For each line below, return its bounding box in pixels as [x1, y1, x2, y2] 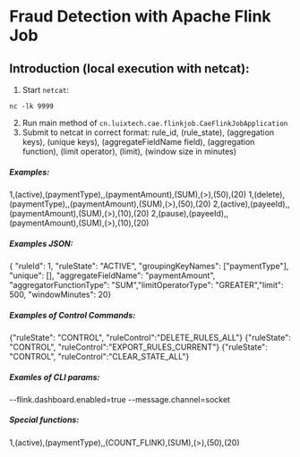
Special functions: [9, 414, 80, 426]
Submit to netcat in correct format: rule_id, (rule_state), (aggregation [21, 127, 275, 138]
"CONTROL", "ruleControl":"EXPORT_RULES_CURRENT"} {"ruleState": [9, 342, 269, 352]
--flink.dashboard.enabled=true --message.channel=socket [9, 394, 231, 404]
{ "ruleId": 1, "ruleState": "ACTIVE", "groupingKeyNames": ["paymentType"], [9, 260, 289, 271]
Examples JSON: [9, 238, 73, 249]
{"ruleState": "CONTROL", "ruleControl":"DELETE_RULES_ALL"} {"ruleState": [9, 332, 291, 343]
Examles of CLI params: [9, 371, 100, 382]
